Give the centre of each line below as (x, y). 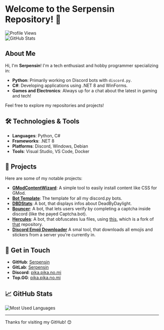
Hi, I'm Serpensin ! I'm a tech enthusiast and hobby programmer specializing (82, 65)
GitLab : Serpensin (30, 267)
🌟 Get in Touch (28, 250)
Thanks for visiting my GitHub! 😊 (38, 322)
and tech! (22, 96)
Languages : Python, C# (36, 135)
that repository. (27, 225)
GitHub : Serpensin (31, 262)
